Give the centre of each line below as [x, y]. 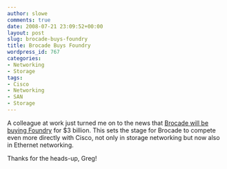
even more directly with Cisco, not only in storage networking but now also [113, 137]
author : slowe [28, 13]
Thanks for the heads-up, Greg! [52, 158]
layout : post [26, 33]
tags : [15, 78]
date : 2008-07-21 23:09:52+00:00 [55, 26]
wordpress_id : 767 [33, 52]
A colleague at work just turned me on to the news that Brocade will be [108, 123]
